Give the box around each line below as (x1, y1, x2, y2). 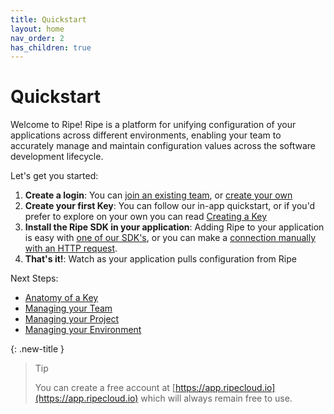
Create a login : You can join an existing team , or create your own (24, 189, 293, 201)
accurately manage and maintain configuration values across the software (10, 140, 317, 152)
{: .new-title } (10, 343, 65, 355)
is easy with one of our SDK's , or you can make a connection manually (24, 232, 317, 244)
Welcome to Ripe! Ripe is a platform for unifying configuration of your (10, 119, 297, 131)
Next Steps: (10, 272, 59, 285)
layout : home (10, 24, 65, 34)
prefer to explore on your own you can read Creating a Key (24, 211, 268, 223)
